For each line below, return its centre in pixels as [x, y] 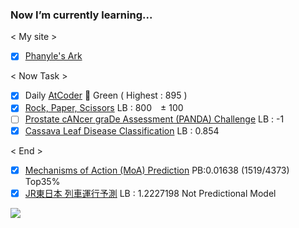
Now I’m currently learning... [81, 15]
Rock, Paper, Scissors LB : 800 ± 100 [104, 108]
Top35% [42, 181]
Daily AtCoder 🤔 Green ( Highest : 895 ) [106, 95]
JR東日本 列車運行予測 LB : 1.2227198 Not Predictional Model [150, 193]
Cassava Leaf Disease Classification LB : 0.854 [122, 130]
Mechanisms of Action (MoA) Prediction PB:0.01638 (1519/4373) [157, 170]
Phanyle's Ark [53, 56]
